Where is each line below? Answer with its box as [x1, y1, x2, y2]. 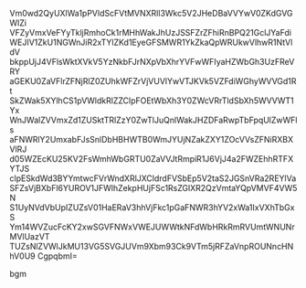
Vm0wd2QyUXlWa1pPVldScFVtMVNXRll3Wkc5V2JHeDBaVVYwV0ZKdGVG [9, 8, 294, 18]
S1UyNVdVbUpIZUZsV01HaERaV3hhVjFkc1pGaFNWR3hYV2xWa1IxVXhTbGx [9, 202, 295, 213]
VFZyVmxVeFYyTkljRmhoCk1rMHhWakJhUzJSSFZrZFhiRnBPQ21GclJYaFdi [9, 27, 292, 37]
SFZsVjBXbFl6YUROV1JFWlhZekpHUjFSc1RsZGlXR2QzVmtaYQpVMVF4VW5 [9, 183, 298, 193]
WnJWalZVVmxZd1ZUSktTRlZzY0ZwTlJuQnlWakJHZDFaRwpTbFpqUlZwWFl [9, 114, 298, 125]
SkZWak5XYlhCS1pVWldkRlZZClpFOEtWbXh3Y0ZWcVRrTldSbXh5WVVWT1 [9, 95, 294, 106]
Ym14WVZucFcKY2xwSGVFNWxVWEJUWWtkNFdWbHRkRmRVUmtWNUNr [9, 221, 295, 232]
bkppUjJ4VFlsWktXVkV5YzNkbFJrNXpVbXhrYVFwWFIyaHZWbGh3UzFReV [9, 57, 295, 67]
